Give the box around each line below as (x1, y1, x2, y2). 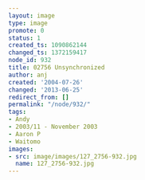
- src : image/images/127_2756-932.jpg (8, 152, 137, 160)
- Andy (8, 115, 30, 123)
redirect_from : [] (8, 93, 69, 101)
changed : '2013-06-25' (8, 85, 84, 94)
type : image (8, 19, 48, 27)
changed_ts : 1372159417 (8, 49, 88, 57)
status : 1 (8, 33, 41, 42)
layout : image (8, 11, 56, 20)
